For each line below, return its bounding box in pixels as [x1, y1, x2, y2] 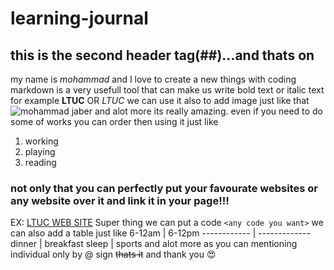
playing [24, 146, 56, 157]
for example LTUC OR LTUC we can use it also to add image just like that [10, 95, 310, 106]
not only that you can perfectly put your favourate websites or [10, 181, 318, 195]
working [24, 135, 59, 147]
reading [24, 157, 57, 168]
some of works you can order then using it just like [10, 116, 219, 127]
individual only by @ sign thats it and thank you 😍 [10, 248, 217, 261]
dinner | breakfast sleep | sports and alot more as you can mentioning [10, 238, 298, 250]
